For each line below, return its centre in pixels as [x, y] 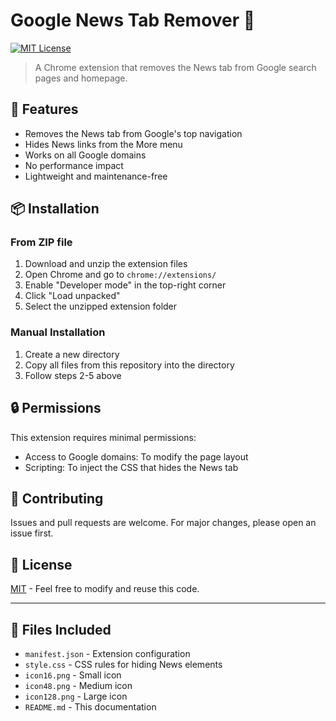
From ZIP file [41, 242]
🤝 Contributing [57, 498]
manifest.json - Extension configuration [107, 653]
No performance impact [74, 165]
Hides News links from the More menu [103, 144]
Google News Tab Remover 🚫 [133, 20]
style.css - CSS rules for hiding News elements [123, 664]
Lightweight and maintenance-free [96, 176]
